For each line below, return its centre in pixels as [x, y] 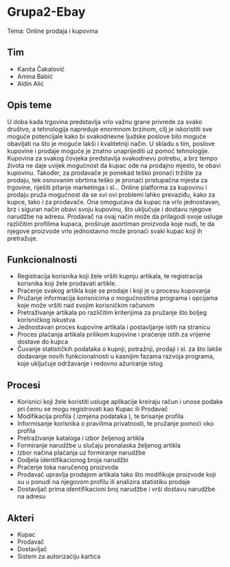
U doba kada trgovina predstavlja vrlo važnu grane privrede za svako [105, 121]
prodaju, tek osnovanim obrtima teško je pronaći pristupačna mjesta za [107, 180]
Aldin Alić [31, 84]
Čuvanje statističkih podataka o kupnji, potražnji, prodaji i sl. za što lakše [119, 349]
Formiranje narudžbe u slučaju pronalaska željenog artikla [99, 446]
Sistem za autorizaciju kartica [59, 556]
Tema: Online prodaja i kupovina [53, 31]
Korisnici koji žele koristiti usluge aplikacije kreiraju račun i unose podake [120, 402]
